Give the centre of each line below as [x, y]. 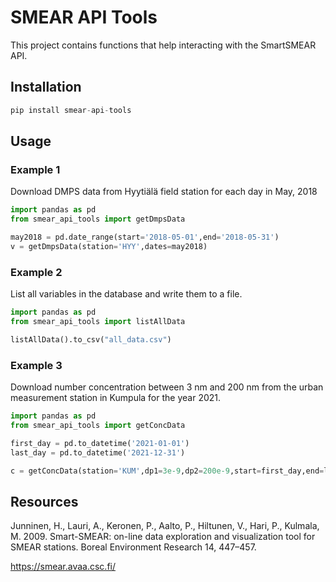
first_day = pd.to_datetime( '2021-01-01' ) [100, 443]
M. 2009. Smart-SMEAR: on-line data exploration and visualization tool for [163, 537]
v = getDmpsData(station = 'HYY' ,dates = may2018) [109, 246]
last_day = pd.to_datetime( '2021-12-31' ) [98, 452]
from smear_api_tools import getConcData [98, 425]
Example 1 [35, 169]
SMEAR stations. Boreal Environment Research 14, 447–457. [133, 547]
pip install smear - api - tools [71, 110]
